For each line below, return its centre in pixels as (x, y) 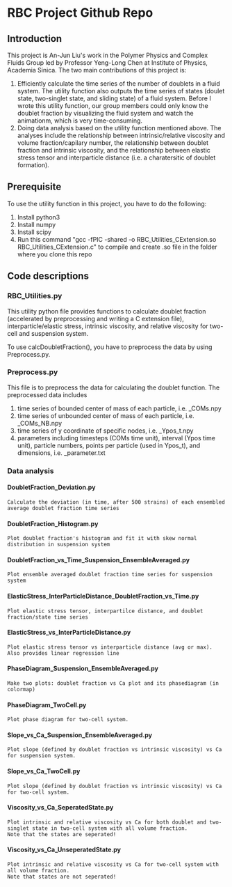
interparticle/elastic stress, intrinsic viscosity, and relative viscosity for (108, 326)
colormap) (22, 689)
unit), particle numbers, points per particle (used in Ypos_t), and (109, 445)
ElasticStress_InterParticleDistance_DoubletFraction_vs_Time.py (103, 596)
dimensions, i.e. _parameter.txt (61, 453)
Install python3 (39, 217)
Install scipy (34, 232)
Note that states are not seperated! (62, 877)
